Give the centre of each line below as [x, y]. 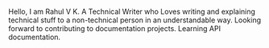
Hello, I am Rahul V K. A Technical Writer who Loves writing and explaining [132, 12]
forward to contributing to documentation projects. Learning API [115, 28]
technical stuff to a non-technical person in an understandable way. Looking [135, 20]
